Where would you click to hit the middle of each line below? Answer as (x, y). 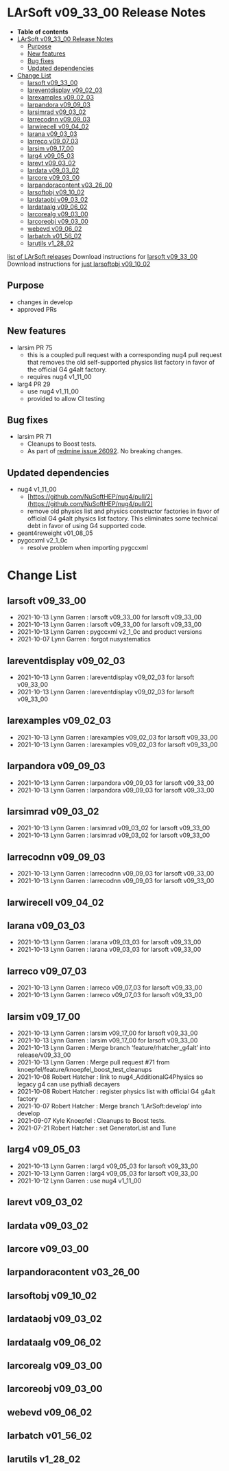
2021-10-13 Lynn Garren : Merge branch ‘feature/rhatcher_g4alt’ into (113, 1048)
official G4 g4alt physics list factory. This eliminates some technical (122, 518)
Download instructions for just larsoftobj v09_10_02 (79, 264)
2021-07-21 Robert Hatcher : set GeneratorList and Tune (96, 1128)
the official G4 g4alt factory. (67, 369)
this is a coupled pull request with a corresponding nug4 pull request (124, 354)
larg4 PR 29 (34, 384)
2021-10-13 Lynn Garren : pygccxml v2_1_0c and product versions (109, 632)
